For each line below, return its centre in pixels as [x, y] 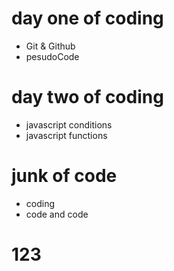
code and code [57, 214]
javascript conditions [69, 124]
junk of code [64, 176]
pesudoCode [52, 56]
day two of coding [87, 97]
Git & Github [50, 46]
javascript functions [66, 135]
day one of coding [87, 18]
